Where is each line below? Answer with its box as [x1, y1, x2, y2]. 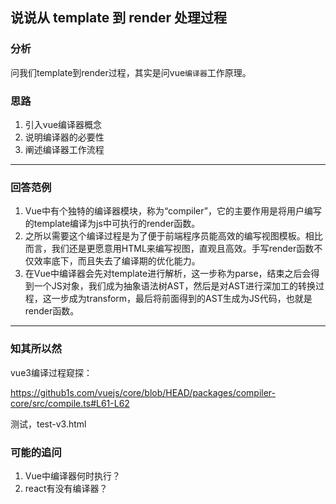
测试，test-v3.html [10, 418, 87, 430]
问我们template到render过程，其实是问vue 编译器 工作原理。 [10, 66, 252, 78]
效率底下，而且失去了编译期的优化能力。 [33, 255, 201, 267]
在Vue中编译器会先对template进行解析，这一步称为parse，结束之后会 [24, 268, 312, 280]
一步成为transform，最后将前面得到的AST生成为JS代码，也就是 [51, 293, 313, 305]
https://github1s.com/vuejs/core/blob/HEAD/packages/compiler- [10, 386, 276, 398]
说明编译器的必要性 [24, 131, 105, 143]
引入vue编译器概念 [24, 118, 103, 130]
